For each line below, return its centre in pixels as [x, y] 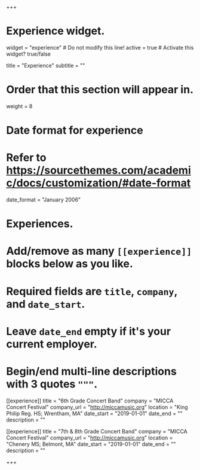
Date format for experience [75, 131]
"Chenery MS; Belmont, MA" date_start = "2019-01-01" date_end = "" [91, 444]
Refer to [26, 158]
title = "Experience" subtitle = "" [46, 65]
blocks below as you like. [70, 264]
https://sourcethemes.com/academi [99, 170]
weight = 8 [19, 106]
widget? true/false [28, 54]
